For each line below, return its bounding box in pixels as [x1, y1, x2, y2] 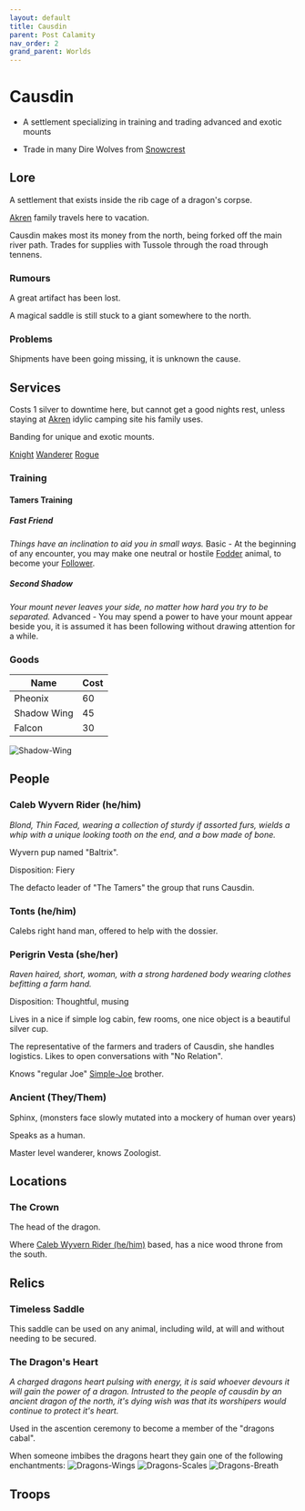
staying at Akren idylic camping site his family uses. [9, 413, 203, 424]
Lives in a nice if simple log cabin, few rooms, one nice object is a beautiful [9, 1014, 291, 1025]
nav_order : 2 [9, 38, 59, 48]
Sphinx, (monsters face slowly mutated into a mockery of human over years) [9, 1112, 297, 1123]
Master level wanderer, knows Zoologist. [9, 1147, 162, 1158]
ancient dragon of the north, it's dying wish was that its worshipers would [9, 1395, 287, 1407]
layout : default [9, 13, 71, 23]
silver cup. [9, 1024, 49, 1035]
